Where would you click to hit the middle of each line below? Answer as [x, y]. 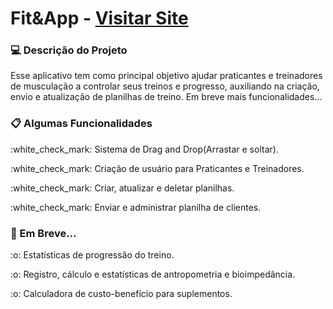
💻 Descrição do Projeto [69, 50]
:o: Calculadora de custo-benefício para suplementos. [121, 294]
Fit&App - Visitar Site [99, 18]
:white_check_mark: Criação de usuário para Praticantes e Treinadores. [157, 168]
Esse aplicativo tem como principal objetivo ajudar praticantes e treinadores [166, 76]
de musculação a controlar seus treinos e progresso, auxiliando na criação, [165, 86]
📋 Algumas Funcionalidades [81, 124]
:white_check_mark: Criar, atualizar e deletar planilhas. [122, 188]
